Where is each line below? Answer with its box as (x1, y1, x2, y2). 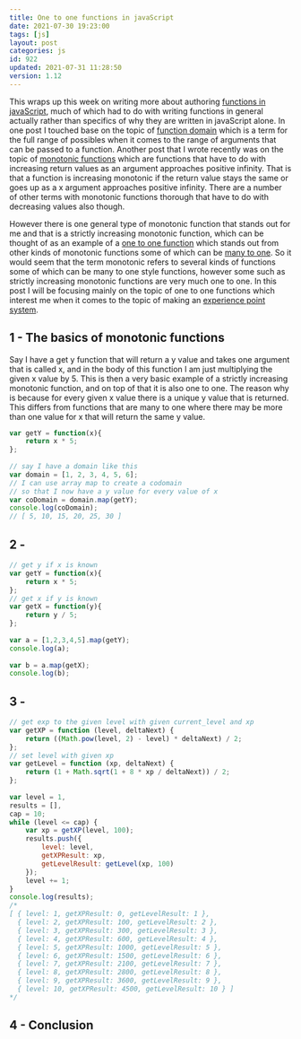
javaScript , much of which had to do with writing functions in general (9, 105, 264, 117)
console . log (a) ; (9, 643, 70, 653)
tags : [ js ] (9, 30, 50, 39)
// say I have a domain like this (9, 462, 139, 471)
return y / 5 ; (25, 611, 78, 620)
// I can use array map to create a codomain (9, 478, 182, 487)
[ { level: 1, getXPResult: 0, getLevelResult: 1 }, (9, 910, 211, 919)
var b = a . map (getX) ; (9, 660, 90, 669)
